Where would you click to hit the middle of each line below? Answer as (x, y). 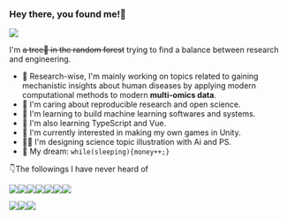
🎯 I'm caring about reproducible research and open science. (131, 104)
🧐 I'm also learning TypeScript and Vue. (94, 124)
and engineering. (40, 59)
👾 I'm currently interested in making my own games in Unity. (131, 132)
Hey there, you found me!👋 (68, 14)
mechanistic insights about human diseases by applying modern (139, 86)
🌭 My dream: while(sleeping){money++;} (96, 151)
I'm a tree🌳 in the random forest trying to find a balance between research (144, 50)
